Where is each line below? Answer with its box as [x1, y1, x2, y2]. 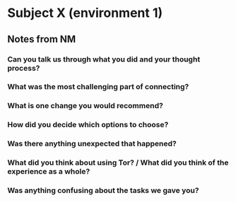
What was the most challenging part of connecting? [7, 82, 189, 92]
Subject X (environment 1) [7, 5, 163, 21]
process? [7, 63, 40, 73]
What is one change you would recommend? [7, 101, 164, 111]
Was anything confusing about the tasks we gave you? [7, 186, 199, 196]
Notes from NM [7, 33, 76, 45]
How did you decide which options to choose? [7, 120, 169, 130]
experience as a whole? [7, 167, 90, 177]
